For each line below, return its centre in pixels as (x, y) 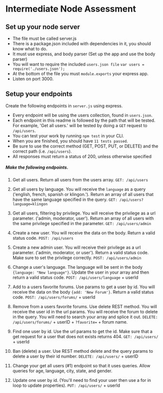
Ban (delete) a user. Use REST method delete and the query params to (83, 351)
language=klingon (30, 204)
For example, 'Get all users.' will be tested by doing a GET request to (80, 125)
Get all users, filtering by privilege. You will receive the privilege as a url (84, 213)
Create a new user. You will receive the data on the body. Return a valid (84, 233)
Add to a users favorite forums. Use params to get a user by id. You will (84, 287)
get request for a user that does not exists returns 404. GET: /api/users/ (85, 336)
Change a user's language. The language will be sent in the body (77, 267)
